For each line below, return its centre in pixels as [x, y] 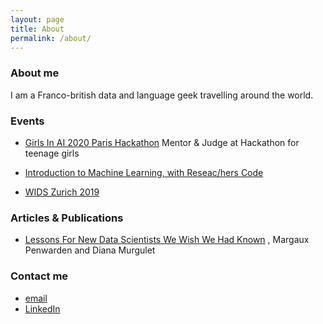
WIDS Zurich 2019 [62, 192]
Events [27, 121]
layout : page [37, 19]
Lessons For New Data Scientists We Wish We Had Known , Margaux [167, 240]
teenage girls [52, 153]
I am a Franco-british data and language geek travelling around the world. [162, 95]
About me [35, 73]
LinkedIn [42, 308]
